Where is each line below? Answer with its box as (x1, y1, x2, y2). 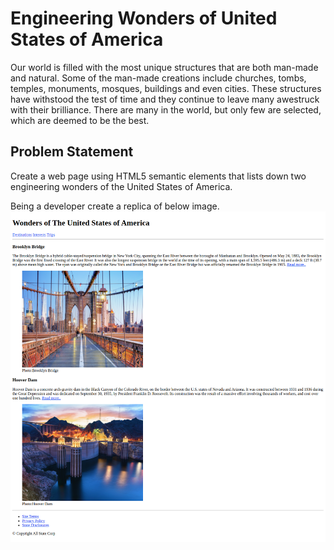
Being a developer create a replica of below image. (10, 200, 220, 212)
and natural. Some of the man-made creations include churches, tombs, (10, 72, 307, 84)
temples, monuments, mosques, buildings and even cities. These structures (10, 82, 322, 94)
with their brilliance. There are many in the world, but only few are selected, (10, 103, 322, 116)
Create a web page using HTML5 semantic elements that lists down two (10, 170, 307, 182)
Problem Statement (10, 143, 134, 161)
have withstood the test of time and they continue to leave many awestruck (10, 93, 320, 105)
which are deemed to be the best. (10, 114, 150, 126)
